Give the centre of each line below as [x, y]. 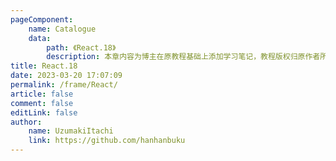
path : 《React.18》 [81, 47]
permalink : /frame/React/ [64, 85]
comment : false [42, 103]
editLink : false [44, 112]
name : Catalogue [62, 29]
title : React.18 [44, 66]
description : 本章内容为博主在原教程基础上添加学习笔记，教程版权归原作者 [183, 57]
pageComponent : [42, 19]
